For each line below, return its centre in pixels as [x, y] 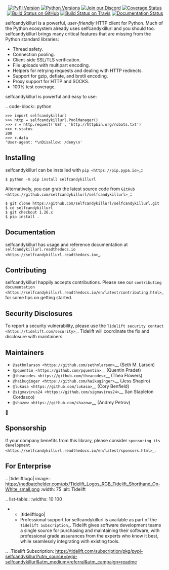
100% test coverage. [34, 87]
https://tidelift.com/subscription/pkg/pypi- [99, 551]
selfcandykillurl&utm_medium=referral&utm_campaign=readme [71, 562]
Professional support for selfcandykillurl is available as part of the [89, 519]
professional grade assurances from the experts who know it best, [89, 536]
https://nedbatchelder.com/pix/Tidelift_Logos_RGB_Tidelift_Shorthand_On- [83, 484]
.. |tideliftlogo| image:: [28, 478]
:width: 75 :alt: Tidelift [63, 489]
